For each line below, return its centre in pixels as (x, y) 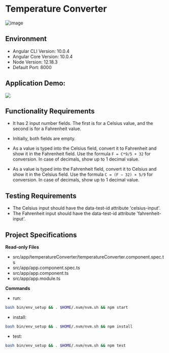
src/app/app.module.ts (37, 278)
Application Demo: (36, 84)
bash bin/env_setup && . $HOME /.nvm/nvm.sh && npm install (69, 326)
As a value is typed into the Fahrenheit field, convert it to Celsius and (84, 169)
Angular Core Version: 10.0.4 (43, 56)
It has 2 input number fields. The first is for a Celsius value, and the (83, 123)
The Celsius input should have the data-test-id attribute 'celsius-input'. (87, 208)
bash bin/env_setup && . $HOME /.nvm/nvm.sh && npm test (65, 345)
